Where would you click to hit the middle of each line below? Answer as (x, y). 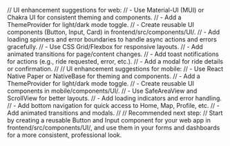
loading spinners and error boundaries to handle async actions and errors (112, 39)
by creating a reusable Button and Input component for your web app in (109, 120)
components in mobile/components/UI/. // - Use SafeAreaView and (102, 91)
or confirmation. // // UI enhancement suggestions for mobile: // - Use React (115, 69)
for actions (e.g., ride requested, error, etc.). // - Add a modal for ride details (115, 61)
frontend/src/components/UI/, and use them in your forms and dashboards (114, 128)
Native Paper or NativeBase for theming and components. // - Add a (104, 76)
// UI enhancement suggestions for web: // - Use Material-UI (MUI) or (106, 10)
